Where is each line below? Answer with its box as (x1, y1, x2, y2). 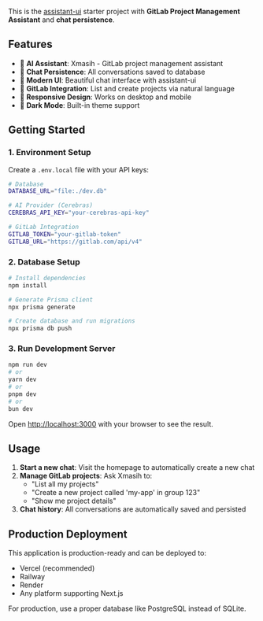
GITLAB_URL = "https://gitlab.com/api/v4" (8, 238, 143, 246)
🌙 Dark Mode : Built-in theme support (19, 100, 140, 109)
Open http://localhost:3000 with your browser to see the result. (8, 419, 214, 428)
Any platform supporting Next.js (19, 589, 124, 598)
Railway (19, 572, 46, 582)
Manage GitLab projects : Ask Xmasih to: (19, 471, 153, 481)
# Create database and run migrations (8, 317, 135, 325)
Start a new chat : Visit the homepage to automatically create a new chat (19, 463, 255, 472)
